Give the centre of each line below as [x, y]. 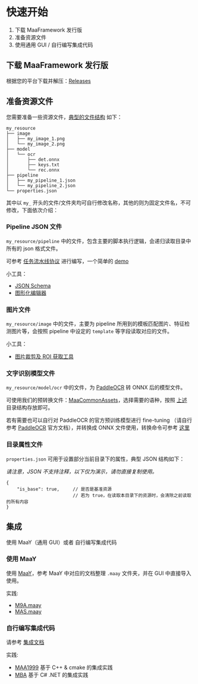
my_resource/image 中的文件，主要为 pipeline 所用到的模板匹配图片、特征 [95, 324]
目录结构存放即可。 [30, 408]
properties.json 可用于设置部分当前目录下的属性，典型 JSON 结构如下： [95, 459]
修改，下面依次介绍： [32, 210]
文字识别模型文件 [31, 374]
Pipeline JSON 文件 [34, 227]
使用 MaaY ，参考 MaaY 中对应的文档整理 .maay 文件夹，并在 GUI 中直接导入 [99, 573]
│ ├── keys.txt [33, 164]
